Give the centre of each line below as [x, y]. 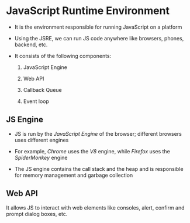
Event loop [36, 101]
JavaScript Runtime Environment [88, 11]
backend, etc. [31, 44]
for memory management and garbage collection [74, 175]
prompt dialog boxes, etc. [37, 214]
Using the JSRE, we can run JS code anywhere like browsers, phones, [99, 38]
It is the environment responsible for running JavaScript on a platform [98, 27]
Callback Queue [43, 90]
